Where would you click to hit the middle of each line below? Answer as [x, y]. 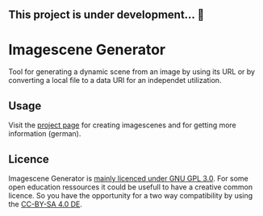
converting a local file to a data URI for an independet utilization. [115, 81]
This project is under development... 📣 [106, 15]
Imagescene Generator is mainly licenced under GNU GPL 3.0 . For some [128, 178]
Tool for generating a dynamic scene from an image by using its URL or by [132, 72]
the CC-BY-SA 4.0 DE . [46, 204]
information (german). [45, 134]
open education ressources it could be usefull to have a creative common [130, 187]
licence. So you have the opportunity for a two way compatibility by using [131, 195]
